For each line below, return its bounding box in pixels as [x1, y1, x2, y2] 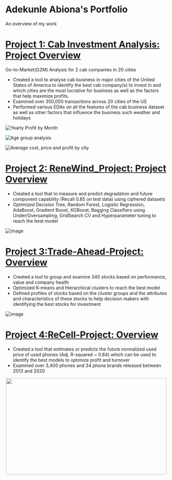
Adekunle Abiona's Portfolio [5, 4, 128, 15]
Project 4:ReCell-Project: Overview [5, 329, 159, 340]
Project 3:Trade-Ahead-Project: [5, 246, 144, 257]
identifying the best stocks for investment [12, 301, 101, 307]
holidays [12, 115, 31, 121]
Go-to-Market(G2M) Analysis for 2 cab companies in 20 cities [5, 66, 137, 72]
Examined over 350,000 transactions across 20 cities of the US [12, 98, 147, 104]
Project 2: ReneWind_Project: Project [5, 163, 167, 174]
